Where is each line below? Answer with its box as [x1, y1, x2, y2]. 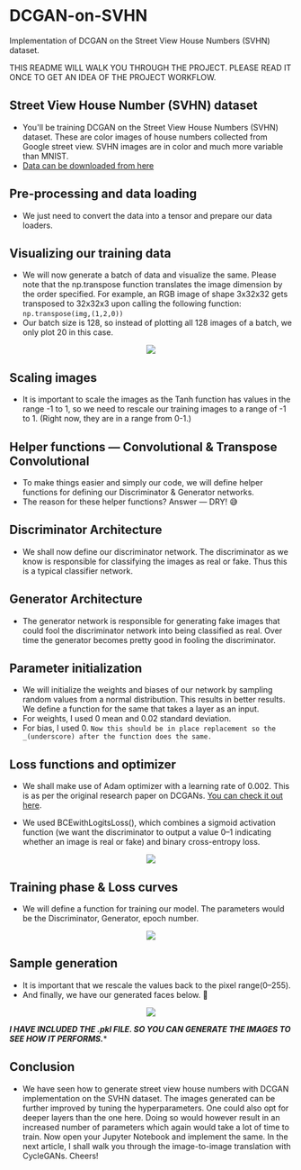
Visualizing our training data [9, 245, 172, 261]
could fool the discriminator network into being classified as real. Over [22, 625, 283, 636]
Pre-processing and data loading [9, 186, 198, 202]
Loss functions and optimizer [9, 757, 177, 772]
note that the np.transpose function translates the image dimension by [22, 279, 283, 290]
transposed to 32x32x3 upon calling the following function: [22, 298, 242, 309]
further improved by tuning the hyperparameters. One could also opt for [22, 1102, 289, 1113]
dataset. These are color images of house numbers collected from [22, 132, 268, 142]
